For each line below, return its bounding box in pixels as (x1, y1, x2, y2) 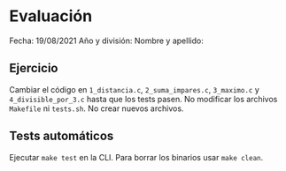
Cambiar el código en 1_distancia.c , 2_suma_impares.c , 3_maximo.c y (9, 84, 259, 94)
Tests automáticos (9, 129, 114, 144)
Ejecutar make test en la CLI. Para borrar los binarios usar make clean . (9, 152, 264, 162)
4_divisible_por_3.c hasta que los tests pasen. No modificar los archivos (9, 93, 278, 104)
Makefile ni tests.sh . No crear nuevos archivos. (9, 103, 184, 114)
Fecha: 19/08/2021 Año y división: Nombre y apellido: (9, 35, 204, 46)
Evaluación (9, 6, 93, 26)
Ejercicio (9, 61, 58, 76)
